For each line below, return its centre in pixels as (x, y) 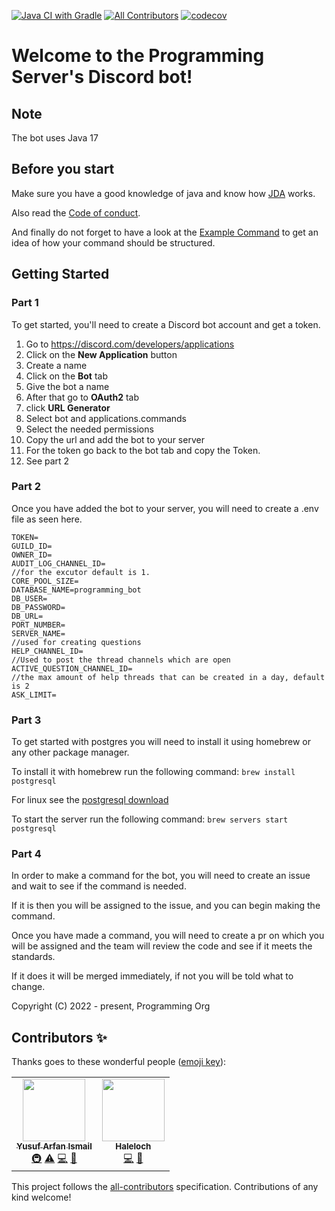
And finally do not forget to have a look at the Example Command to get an (165, 232)
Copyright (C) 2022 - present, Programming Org (111, 1006)
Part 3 (26, 720)
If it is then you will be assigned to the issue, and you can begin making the (166, 906)
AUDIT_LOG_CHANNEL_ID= (58, 563)
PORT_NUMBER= (38, 625)
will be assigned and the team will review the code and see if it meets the (162, 946)
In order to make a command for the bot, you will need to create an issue (161, 876)
